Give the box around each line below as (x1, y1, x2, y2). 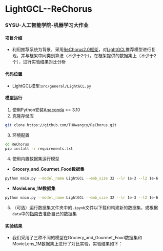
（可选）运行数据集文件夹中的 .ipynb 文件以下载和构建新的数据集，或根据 (12, 205, 158, 211)
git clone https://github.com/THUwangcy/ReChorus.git (5, 122, 117, 128)
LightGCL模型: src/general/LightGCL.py (12, 83, 91, 89)
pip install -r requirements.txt (5, 146, 73, 151)
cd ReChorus (5, 142, 29, 147)
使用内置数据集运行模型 (12, 156, 60, 162)
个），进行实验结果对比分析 (12, 59, 66, 65)
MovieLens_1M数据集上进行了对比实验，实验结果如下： (12, 241, 123, 247)
